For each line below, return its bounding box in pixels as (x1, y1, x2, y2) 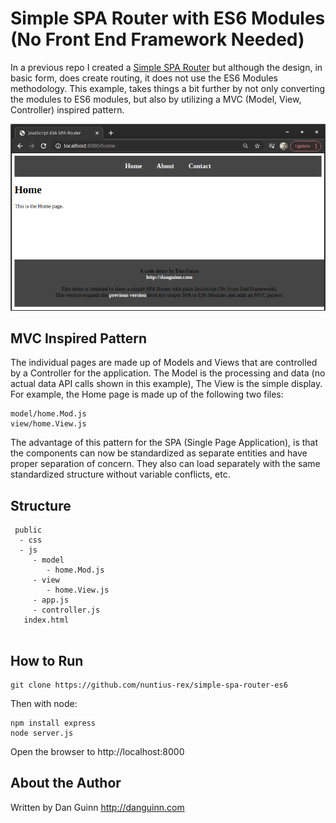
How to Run (10, 652, 84, 669)
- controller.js (32, 605, 101, 616)
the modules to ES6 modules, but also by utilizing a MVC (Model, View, (10, 93, 302, 105)
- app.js (32, 595, 70, 606)
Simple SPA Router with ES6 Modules (10, 7, 326, 30)
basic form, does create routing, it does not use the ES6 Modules (10, 72, 279, 84)
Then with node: (10, 698, 78, 710)
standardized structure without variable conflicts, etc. (10, 468, 231, 481)
